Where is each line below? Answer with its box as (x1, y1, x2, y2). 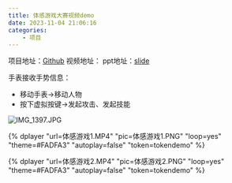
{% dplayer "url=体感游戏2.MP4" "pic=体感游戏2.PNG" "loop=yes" (8, 157, 225, 166)
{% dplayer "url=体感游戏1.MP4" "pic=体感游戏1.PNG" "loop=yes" (8, 132, 223, 141)
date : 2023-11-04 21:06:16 (8, 19, 97, 27)
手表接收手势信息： (8, 73, 71, 83)
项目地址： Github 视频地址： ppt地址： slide (8, 56, 150, 65)
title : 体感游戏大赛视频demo (8, 11, 95, 20)
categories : (8, 26, 47, 34)
